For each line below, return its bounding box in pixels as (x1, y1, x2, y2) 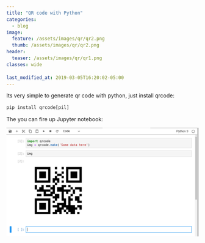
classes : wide (6, 61, 43, 67)
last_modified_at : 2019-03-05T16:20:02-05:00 (6, 74, 124, 81)
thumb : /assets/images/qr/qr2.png (12, 42, 99, 48)
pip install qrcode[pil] (6, 105, 70, 111)
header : (6, 49, 26, 55)
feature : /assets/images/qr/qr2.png (12, 36, 105, 42)
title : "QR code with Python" (6, 10, 84, 16)
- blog (12, 23, 29, 29)
